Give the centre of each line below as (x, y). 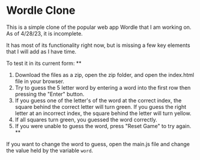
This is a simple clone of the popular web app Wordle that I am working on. (99, 27)
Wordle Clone (41, 11)
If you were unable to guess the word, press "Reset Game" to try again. (103, 126)
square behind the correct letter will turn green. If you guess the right (101, 106)
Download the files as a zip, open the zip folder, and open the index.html (104, 75)
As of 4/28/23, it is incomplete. (44, 33)
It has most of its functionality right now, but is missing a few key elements (98, 45)
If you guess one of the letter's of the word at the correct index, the (98, 100)
